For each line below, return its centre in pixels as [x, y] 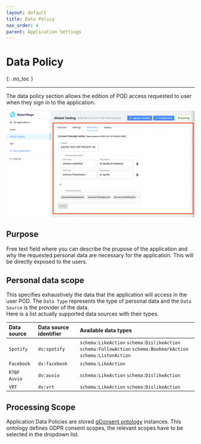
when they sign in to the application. [51, 103]
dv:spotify [51, 349]
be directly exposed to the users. [47, 261]
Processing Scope [41, 407]
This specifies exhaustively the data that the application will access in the [97, 295]
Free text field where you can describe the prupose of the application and [97, 249]
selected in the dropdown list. [43, 434]
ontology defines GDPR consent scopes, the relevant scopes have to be [95, 428]
